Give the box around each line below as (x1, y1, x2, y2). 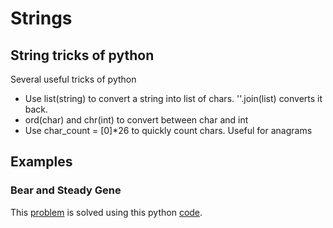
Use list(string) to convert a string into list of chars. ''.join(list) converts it (24, 93, 323, 104)
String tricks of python (10, 47, 155, 64)
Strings (10, 7, 73, 30)
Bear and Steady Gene (10, 183, 122, 197)
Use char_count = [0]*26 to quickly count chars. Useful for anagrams (24, 125, 313, 136)
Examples (10, 153, 73, 171)
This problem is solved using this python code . (10, 206, 203, 218)
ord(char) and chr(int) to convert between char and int (24, 114, 249, 126)
